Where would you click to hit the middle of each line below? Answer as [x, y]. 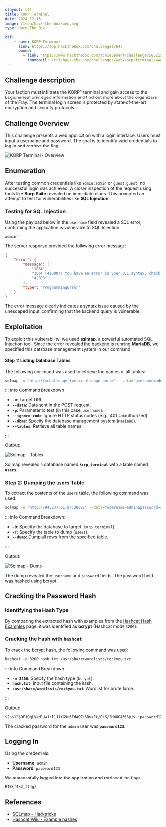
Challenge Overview [37, 123]
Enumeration [25, 171]
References [23, 802]
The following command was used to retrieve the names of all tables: [75, 371]
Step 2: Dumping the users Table [45, 482]
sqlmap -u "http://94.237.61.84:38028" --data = [55, 507]
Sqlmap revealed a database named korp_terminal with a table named [77, 464]
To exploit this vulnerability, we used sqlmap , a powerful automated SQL [79, 339]
